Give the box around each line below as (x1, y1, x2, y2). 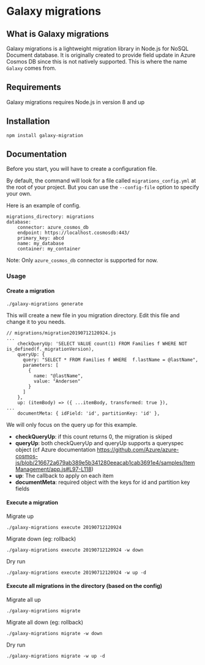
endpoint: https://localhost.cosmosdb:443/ (17, 230, 130, 236)
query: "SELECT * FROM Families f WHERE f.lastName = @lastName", (22, 356, 199, 363)
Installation (6, 116, 50, 127)
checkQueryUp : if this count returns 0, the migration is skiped (15, 433, 173, 440)
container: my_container (17, 246, 81, 252)
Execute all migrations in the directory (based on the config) (6, 582, 163, 590)
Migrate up (6, 513, 34, 520)
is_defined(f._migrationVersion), (6, 346, 95, 352)
